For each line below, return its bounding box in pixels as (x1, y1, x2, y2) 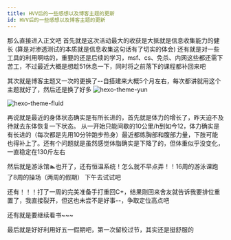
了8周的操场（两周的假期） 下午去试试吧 (7, 173, 122, 181)
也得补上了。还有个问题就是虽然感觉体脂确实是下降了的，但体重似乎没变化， (7, 139, 224, 147)
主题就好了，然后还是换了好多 (7, 85, 91, 94)
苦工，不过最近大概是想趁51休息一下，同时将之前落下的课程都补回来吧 (7, 62, 206, 70)
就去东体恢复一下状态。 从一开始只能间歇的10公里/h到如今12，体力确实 (12, 122, 214, 130)
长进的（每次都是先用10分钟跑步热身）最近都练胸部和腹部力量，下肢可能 (12, 130, 219, 138)
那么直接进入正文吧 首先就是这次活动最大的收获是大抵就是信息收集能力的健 (7, 36, 220, 45)
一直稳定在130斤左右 (7, 147, 66, 155)
